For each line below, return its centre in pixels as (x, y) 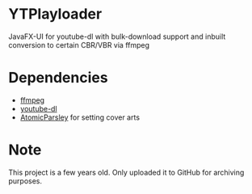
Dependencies (58, 78)
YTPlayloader (55, 14)
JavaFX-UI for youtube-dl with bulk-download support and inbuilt (117, 36)
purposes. (25, 181)
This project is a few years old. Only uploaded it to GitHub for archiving (126, 172)
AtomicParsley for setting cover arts (80, 117)
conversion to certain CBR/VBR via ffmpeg (79, 44)
